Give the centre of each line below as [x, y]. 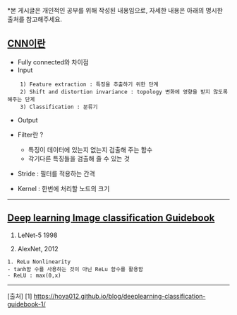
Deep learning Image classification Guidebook [111, 218]
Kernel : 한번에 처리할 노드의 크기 [63, 188]
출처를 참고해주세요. [35, 19]
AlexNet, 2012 [38, 248]
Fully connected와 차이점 [53, 62]
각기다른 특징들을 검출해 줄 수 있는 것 [79, 159]
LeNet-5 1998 [37, 235]
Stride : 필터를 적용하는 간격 [56, 173]
